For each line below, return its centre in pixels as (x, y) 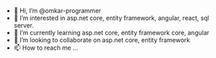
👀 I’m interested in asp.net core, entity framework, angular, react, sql (111, 18)
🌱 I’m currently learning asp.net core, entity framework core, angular (111, 32)
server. (24, 25)
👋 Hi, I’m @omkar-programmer (57, 11)
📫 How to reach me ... (46, 48)
